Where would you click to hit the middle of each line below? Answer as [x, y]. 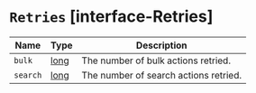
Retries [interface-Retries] [111, 17]
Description [161, 45]
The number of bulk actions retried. [156, 60]
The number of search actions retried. [162, 75]
